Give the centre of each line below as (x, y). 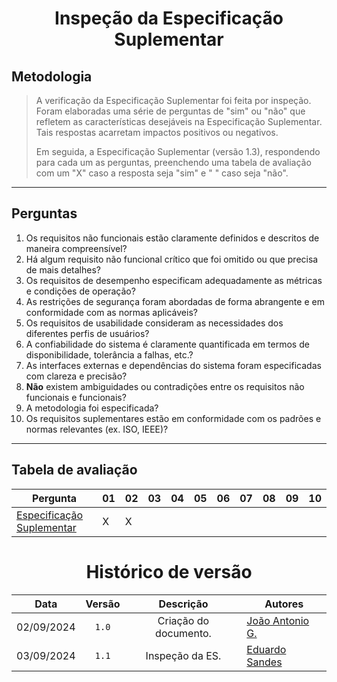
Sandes (264, 662)
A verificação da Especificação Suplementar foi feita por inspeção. (173, 100)
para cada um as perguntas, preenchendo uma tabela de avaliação (173, 162)
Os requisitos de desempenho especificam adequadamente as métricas (174, 280)
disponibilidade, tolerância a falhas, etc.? (109, 354)
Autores (284, 604)
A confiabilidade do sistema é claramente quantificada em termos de (167, 344)
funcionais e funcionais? (76, 397)
